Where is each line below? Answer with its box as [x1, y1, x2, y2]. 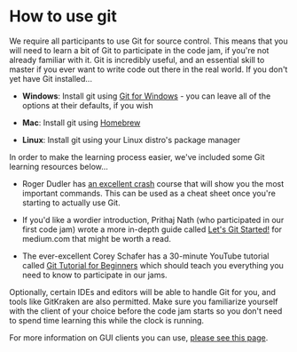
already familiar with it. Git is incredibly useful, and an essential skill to [9, 54, 265, 65]
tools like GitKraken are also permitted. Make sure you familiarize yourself [9, 296, 278, 307]
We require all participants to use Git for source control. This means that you [9, 36, 288, 46]
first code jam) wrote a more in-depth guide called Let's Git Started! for [21, 224, 282, 235]
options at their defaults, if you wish [21, 100, 153, 110]
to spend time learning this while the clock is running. [9, 315, 205, 325]
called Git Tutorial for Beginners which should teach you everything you [21, 260, 284, 270]
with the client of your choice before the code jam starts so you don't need [9, 305, 283, 316]
